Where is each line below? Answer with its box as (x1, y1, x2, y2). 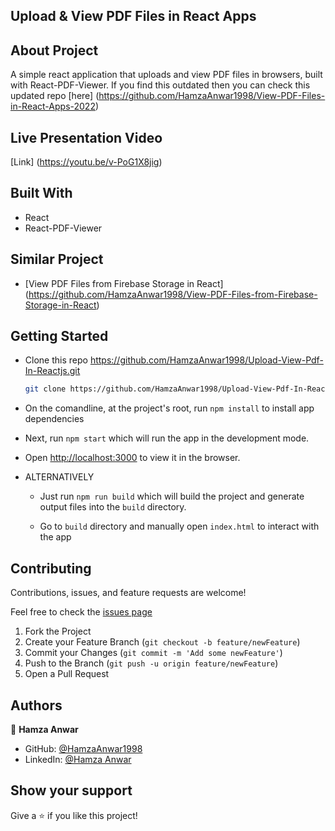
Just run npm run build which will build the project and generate (39, 490, 305, 503)
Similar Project (10, 251, 104, 268)
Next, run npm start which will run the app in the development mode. (24, 432, 310, 444)
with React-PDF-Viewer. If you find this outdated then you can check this (10, 79, 311, 91)
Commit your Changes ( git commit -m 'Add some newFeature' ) (24, 647, 283, 659)
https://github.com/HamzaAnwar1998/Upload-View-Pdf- (89, 354, 324, 366)
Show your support (10, 782, 133, 799)
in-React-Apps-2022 (10, 100, 96, 113)
